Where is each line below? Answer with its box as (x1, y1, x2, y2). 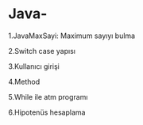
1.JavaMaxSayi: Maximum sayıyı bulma (8, 31, 136, 40)
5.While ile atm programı (8, 92, 88, 101)
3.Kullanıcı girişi (8, 61, 60, 71)
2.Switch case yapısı (8, 46, 75, 55)
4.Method (8, 77, 41, 86)
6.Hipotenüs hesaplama (8, 108, 86, 117)
